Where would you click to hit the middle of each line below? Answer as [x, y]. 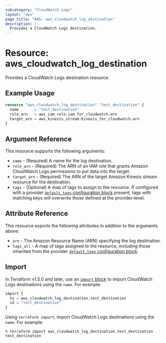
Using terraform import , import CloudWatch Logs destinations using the [80, 317]
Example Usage [30, 93]
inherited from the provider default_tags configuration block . [75, 251]
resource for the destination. [42, 182]
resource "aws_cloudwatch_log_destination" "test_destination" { [74, 105]
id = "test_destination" [35, 303]
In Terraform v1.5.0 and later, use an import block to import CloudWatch [79, 279]
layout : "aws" [20, 14]
